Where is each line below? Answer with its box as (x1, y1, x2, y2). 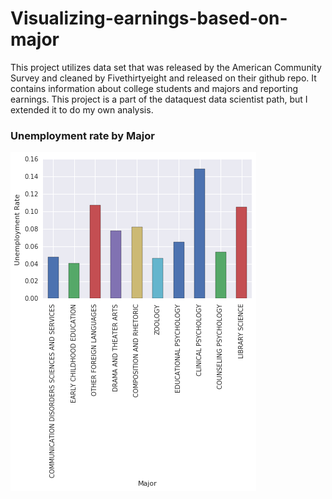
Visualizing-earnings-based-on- (10, 7, 288, 30)
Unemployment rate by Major (10, 128, 155, 142)
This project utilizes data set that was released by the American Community (10, 61, 322, 73)
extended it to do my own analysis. (10, 103, 154, 116)
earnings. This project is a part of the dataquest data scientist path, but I (10, 93, 308, 105)
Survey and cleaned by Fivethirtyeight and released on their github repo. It (10, 72, 317, 84)
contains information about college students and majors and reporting (10, 82, 299, 94)
